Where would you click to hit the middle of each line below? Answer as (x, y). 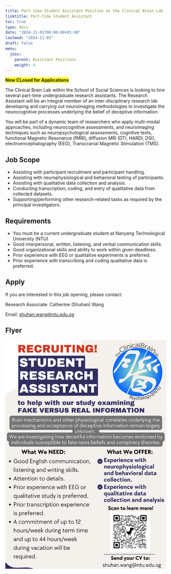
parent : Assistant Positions (45, 60)
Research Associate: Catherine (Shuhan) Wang (55, 304)
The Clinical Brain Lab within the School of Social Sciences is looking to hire (85, 90)
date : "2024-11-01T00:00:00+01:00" (43, 33)
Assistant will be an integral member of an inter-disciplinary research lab (82, 101)
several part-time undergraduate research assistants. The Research (77, 95)
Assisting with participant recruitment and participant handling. (79, 172)
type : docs (17, 27)
